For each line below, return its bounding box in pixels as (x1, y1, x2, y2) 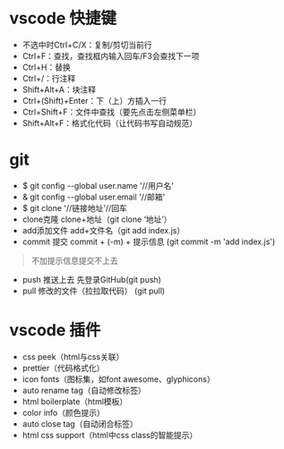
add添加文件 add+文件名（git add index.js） (22, 224, 185, 235)
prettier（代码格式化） (22, 362, 105, 373)
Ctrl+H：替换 (22, 62, 72, 72)
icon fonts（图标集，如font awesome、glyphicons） (22, 373, 215, 385)
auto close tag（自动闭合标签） (22, 418, 139, 429)
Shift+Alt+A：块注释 (22, 84, 97, 95)
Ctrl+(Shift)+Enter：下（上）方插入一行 (22, 95, 168, 106)
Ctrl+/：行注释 (22, 72, 76, 83)
